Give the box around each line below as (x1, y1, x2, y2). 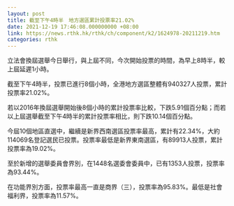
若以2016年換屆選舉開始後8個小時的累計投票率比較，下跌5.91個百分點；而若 (7, 103, 226, 112)
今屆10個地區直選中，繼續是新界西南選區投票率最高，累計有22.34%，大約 (7, 127, 220, 135)
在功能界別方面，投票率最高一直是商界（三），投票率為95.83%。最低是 (7, 183, 211, 191)
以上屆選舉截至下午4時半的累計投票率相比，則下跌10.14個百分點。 (7, 112, 197, 121)
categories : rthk (7, 36, 58, 43)
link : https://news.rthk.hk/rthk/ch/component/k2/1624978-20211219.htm (7, 29, 220, 37)
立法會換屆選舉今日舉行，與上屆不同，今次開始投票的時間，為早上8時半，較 (7, 57, 226, 65)
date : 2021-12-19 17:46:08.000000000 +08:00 (7, 23, 139, 30)
